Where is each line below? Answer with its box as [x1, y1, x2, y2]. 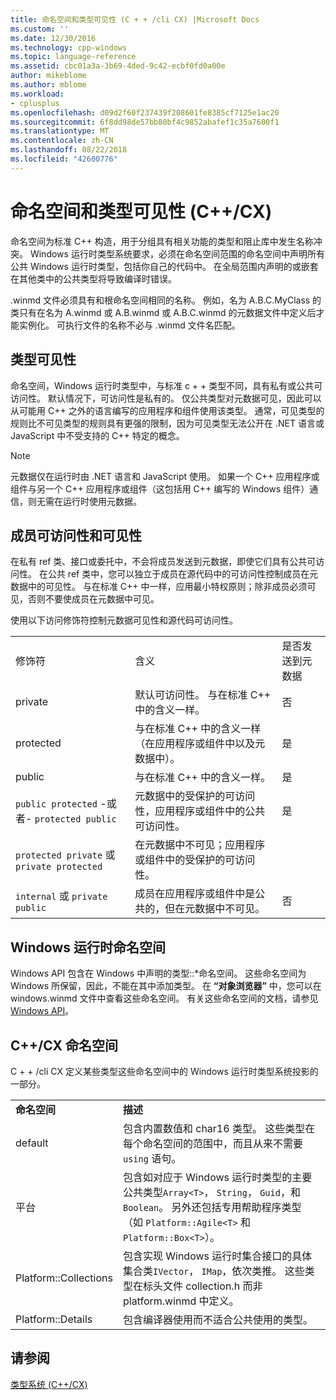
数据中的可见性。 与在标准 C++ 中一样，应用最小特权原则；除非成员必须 [10, 581, 308, 593]
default [15, 1136, 49, 1150]
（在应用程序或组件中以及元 [134, 737, 266, 751]
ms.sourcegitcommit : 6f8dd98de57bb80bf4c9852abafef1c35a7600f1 [10, 117, 280, 127]
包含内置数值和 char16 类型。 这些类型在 [122, 1121, 316, 1135]
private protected [15, 861, 103, 873]
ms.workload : [10, 89, 65, 99]
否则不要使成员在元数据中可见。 [27, 593, 160, 605]
